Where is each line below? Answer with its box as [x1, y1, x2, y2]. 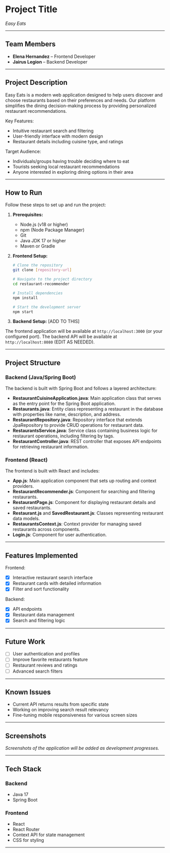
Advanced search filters [12, 668, 63, 674]
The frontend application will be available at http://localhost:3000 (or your [5, 328, 163, 334]
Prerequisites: [12, 212, 44, 218]
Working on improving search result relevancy [12, 707, 109, 713]
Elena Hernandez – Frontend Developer [12, 53, 96, 59]
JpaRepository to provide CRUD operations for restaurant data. [12, 422, 144, 428]
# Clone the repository [12, 263, 63, 268]
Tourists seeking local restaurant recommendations [12, 164, 120, 170]
